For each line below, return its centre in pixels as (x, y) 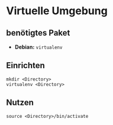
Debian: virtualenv (38, 47)
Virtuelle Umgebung (57, 11)
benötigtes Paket (38, 33)
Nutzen (20, 103)
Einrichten (26, 65)
